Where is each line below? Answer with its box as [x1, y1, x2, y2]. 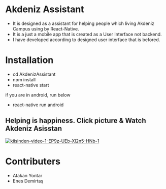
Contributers [5, 155, 61, 167]
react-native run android [12, 102, 64, 108]
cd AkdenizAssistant [12, 71, 56, 77]
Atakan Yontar [12, 172, 43, 178]
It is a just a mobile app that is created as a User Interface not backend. [12, 31, 162, 37]
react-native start [12, 82, 49, 88]
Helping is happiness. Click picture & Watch [5, 116, 146, 125]
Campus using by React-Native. [12, 25, 80, 31]
